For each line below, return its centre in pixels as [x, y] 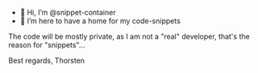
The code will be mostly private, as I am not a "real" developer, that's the [129, 36]
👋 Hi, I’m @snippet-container [68, 12]
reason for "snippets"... [47, 45]
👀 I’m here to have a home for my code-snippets [100, 21]
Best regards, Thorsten [47, 61]
